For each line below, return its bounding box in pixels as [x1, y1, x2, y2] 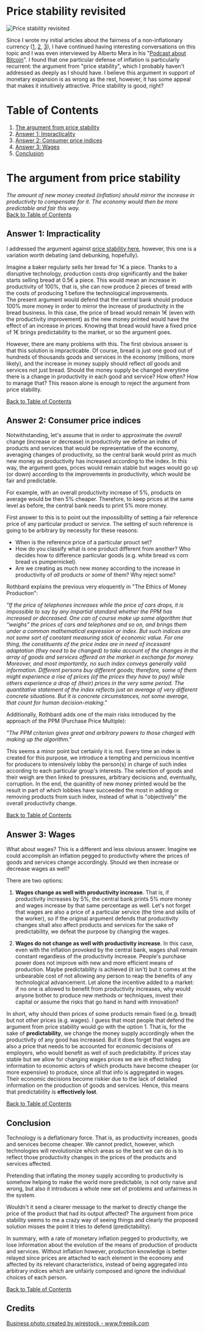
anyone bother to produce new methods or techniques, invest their [15, 992, 184, 999]
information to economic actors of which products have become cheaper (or [6, 1062, 199, 1070]
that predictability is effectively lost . [6, 1088, 98, 1095]
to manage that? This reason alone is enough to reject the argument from [6, 379, 190, 386]
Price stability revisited [6, 4, 126, 18]
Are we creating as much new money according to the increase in [15, 565, 181, 572]
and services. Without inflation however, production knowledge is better [6, 1248, 187, 1255]
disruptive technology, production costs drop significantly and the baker [6, 269, 188, 277]
